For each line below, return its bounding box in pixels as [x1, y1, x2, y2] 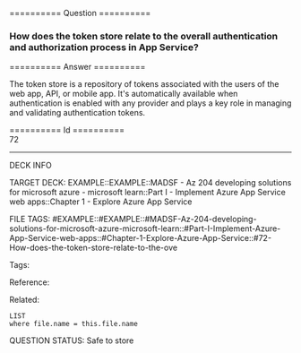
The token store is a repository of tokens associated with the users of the [9, 79, 279, 90]
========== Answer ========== [9, 62, 146, 73]
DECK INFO [9, 160, 52, 171]
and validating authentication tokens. [9, 108, 146, 118]
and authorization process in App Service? [9, 40, 199, 53]
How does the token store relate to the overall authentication [9, 30, 279, 42]
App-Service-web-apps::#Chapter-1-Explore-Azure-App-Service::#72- [9, 233, 271, 244]
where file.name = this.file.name [9, 320, 139, 329]
